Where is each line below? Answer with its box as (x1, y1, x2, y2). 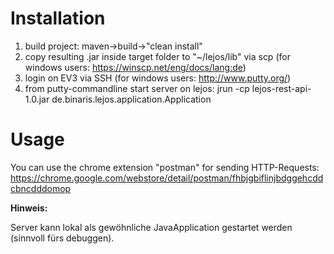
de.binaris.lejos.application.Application (51, 93, 212, 105)
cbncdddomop (10, 182, 72, 194)
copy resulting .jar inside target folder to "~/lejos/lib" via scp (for (24, 50, 291, 62)
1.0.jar (24, 93, 50, 105)
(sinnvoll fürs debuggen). (10, 232, 115, 244)
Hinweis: (10, 202, 48, 214)
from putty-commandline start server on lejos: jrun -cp (24, 82, 250, 94)
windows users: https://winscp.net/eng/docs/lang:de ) (24, 61, 247, 73)
